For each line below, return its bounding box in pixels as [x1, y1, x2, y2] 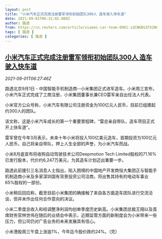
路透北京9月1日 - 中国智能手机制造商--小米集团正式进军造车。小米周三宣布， [5, 85, 157, 91]
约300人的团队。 [5, 108, 39, 114]
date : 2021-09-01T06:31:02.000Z [5, 16, 70, 21]
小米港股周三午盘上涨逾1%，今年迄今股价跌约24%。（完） [5, 228, 120, 234]
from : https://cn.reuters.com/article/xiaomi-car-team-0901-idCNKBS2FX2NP [5, 25, 159, 30]
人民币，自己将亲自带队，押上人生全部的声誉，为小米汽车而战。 [5, 141, 132, 146]
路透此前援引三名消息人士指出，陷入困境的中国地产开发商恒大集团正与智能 [5, 167, 153, 173]
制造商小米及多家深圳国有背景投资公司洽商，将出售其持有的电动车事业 [9, 173, 148, 179]
